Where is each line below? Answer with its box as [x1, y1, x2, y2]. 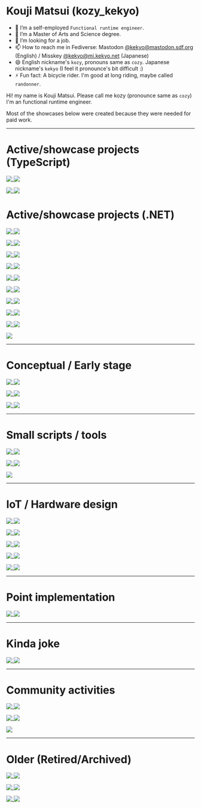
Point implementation [6, 590, 115, 604]
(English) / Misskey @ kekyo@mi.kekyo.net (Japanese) [14, 52, 150, 59]
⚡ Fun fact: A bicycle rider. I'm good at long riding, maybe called [14, 71, 173, 79]
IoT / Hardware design [6, 498, 118, 511]
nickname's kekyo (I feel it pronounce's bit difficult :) [14, 65, 144, 72]
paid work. [6, 116, 33, 123]
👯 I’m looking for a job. [14, 37, 71, 44]
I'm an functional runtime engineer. [6, 98, 93, 105]
